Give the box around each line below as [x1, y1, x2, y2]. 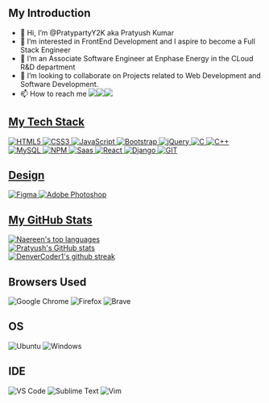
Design [8, 168, 45, 182]
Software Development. [19, 79, 99, 89]
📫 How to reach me [19, 89, 87, 98]
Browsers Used [8, 275, 87, 289]
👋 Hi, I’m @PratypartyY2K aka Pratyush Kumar [19, 27, 175, 37]
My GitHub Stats [8, 213, 93, 226]
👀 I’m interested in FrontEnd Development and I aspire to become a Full [19, 36, 256, 46]
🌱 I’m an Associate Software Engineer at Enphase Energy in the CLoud [19, 53, 254, 63]
